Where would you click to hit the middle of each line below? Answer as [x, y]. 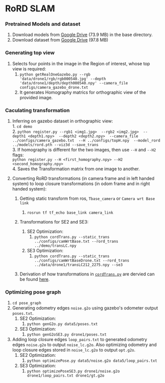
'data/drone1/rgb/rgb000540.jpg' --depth [63, 79]
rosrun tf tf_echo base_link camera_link [70, 213]
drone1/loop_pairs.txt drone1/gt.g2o [66, 376]
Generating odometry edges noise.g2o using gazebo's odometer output [85, 308]
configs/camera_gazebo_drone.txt [54, 87]
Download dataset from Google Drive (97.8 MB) [60, 40]
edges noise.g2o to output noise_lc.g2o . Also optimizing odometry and [84, 345]
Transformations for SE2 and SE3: [54, 222]
